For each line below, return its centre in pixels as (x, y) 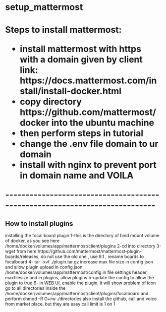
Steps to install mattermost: (63, 30)
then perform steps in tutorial (82, 133)
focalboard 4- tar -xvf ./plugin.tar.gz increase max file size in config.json (79, 262)
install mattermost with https (80, 49)
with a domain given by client (81, 60)
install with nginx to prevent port (88, 165)
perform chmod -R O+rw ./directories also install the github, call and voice (81, 299)
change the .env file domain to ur (89, 144)
